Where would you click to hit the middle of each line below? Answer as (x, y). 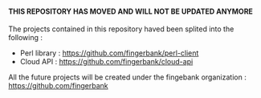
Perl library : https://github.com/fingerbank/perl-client (109, 53)
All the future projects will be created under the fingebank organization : (127, 77)
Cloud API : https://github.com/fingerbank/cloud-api (106, 62)
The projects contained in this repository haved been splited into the (121, 29)
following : (25, 38)
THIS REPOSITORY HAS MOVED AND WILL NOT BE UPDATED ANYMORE (130, 11)
